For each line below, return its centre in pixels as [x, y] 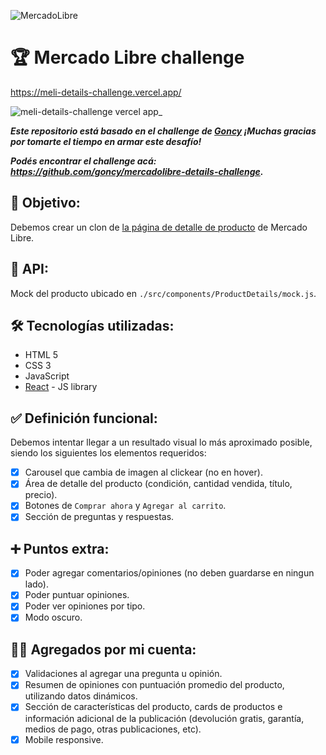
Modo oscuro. [53, 617]
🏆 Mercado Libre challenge [127, 57]
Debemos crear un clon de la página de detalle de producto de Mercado [159, 227]
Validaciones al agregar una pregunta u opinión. [123, 674]
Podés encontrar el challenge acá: [83, 161]
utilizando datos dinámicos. [81, 696]
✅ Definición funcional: [84, 418]
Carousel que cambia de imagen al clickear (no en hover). [143, 472]
